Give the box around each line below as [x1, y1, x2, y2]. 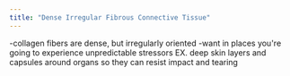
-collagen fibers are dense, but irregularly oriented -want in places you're [9, 38, 282, 48]
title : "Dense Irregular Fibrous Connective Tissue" [9, 13, 211, 22]
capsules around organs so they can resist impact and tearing [9, 56, 238, 67]
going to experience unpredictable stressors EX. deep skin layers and [9, 46, 267, 58]
